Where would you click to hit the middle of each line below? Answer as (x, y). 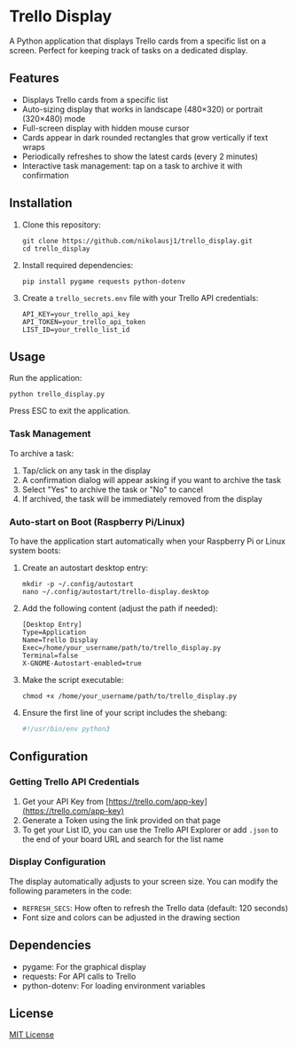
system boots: (35, 550)
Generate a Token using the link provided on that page (121, 820)
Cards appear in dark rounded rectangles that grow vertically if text (145, 137)
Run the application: (46, 378)
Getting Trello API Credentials (74, 782)
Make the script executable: (73, 679)
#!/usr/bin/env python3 (66, 729)
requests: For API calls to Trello (79, 976)
